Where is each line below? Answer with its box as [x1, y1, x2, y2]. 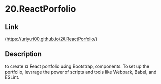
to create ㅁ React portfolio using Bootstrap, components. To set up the [5, 63, 149, 69]
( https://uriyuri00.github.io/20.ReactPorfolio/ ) [5, 36, 97, 42]
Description [5, 50, 42, 58]
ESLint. [5, 74, 20, 80]
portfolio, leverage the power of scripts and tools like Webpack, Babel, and [5, 69, 157, 75]
